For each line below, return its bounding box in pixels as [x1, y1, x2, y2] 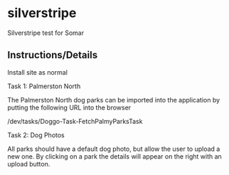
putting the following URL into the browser [7, 103, 132, 112]
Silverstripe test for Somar [7, 28, 84, 37]
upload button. [7, 159, 50, 168]
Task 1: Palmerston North [7, 82, 81, 90]
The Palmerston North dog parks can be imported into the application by [7, 95, 220, 104]
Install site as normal [7, 68, 68, 76]
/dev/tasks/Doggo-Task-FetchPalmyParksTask [7, 117, 143, 125]
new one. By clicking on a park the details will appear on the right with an [7, 152, 222, 161]
